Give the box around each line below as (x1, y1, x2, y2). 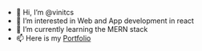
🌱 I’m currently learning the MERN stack (15, 25, 148, 33)
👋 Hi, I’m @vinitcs (15, 8, 75, 17)
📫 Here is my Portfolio (15, 33, 91, 43)
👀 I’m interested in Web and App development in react (15, 16, 195, 25)
